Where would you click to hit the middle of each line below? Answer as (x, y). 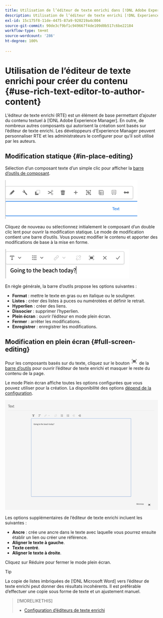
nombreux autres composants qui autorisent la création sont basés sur (76, 125)
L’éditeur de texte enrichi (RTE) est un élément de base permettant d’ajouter (81, 115)
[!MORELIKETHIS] (35, 601)
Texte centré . (26, 548)
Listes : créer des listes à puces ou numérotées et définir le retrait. (79, 301)
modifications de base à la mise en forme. (47, 242)
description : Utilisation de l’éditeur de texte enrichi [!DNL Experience (82, 15)
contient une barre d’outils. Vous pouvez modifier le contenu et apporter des (81, 237)
